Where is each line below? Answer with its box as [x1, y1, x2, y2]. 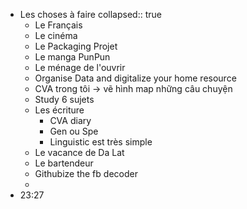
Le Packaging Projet [34, 40, 118, 52]
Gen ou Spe [49, 125, 99, 137]
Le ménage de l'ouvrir [34, 62, 126, 73]
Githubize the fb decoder [34, 168, 138, 179]
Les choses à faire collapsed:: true [19, 9, 162, 20]
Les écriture [34, 104, 85, 116]
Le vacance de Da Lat [34, 147, 125, 158]
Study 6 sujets [34, 94, 95, 105]
